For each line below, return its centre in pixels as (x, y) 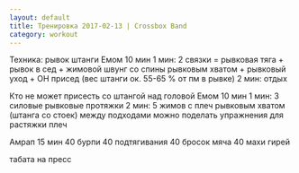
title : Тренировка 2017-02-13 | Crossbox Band (98, 26)
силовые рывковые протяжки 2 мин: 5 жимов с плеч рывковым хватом (147, 106)
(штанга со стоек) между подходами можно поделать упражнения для (146, 115)
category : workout (44, 34)
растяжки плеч (38, 125)
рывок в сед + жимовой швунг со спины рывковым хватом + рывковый (148, 69)
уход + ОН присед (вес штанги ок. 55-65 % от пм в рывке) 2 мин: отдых (149, 79)
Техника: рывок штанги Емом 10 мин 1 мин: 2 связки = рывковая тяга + (147, 60)
